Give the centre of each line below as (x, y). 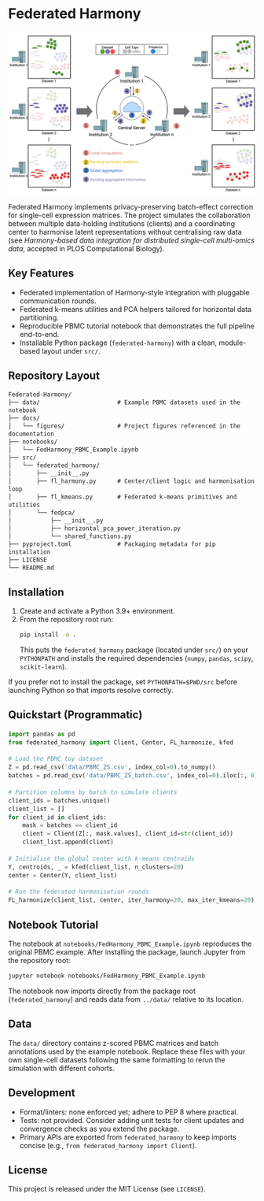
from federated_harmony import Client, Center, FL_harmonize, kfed (121, 742)
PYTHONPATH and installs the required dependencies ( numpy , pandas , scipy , (136, 658)
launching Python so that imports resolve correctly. (91, 690)
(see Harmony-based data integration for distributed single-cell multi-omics (132, 240)
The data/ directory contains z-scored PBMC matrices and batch (114, 1043)
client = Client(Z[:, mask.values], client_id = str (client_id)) (128, 834)
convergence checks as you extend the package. (99, 1129)
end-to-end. (39, 334)
